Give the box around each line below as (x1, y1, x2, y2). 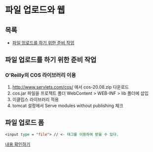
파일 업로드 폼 (5, 118, 44, 127)
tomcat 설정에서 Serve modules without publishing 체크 (12, 102, 123, 108)
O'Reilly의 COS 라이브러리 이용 (5, 72, 76, 79)
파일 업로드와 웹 (5, 4, 65, 16)
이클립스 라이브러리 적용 (12, 96, 59, 102)
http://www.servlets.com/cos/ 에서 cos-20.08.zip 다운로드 (12, 84, 129, 90)
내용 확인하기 (5, 142, 31, 148)
